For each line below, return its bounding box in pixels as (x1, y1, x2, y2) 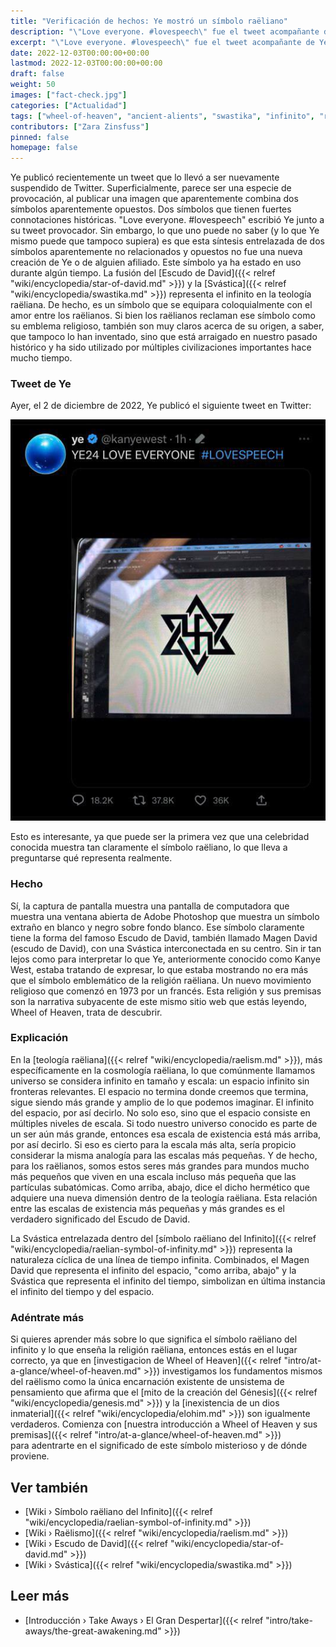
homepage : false (10, 143, 78, 153)
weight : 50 (10, 80, 56, 90)
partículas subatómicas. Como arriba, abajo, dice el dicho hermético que (10, 1181, 310, 1193)
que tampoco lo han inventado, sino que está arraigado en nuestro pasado (10, 331, 318, 343)
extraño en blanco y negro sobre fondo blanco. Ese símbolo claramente (10, 921, 305, 933)
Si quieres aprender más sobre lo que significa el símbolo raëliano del (10, 1333, 298, 1345)
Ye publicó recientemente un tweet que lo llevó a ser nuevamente (10, 171, 280, 184)
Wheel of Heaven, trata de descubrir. (10, 1006, 163, 1018)
